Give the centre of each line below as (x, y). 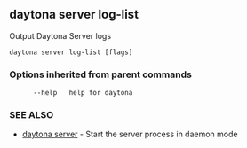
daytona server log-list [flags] (71, 52)
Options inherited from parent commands (101, 74)
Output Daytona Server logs (60, 35)
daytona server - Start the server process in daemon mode (130, 134)
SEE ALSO (32, 115)
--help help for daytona (83, 93)
